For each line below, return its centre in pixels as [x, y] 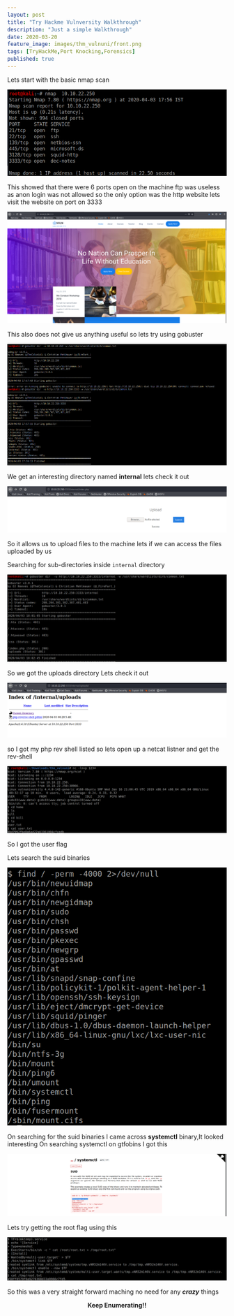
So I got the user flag [37, 845]
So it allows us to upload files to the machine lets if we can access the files [115, 544]
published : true [31, 59]
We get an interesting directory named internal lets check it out [98, 477]
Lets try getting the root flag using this [62, 1228]
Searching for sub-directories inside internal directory [86, 565]
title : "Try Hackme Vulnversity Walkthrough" [74, 22]
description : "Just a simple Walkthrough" [70, 29]
